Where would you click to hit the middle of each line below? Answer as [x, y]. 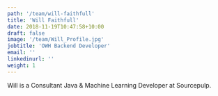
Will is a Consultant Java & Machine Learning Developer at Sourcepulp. [109, 85]
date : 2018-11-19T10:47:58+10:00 [56, 26]
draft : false [26, 33]
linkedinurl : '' [31, 59]
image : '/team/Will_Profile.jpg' [56, 40]
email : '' [22, 53]
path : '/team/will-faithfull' [51, 14]
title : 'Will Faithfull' [43, 20]
